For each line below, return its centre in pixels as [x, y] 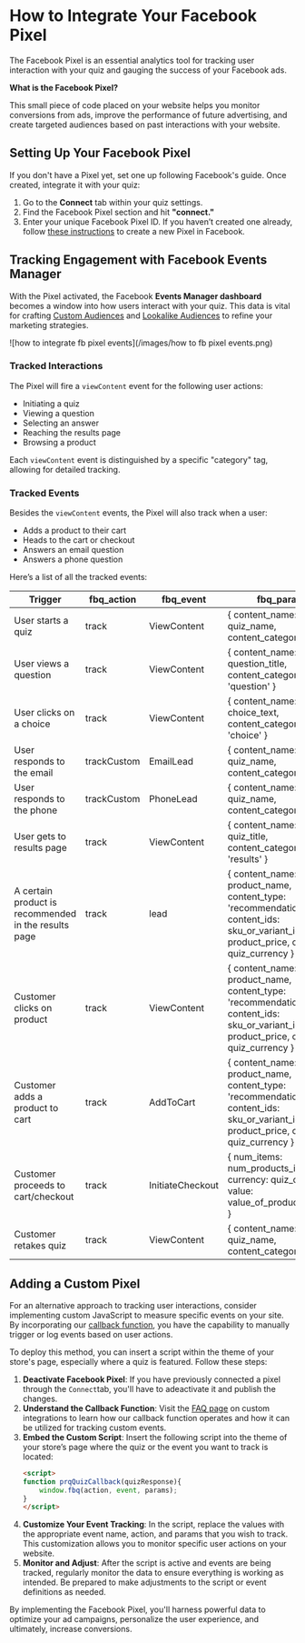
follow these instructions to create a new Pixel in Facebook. [133, 231]
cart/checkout [44, 1197]
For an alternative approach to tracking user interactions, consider [133, 1305]
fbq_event [184, 599]
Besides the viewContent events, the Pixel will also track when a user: [138, 513]
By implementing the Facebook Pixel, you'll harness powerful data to [138, 1609]
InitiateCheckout [184, 1186]
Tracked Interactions [56, 366]
